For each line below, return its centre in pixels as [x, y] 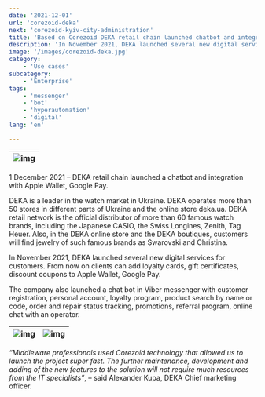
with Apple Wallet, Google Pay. [59, 185]
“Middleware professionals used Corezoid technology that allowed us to [126, 352]
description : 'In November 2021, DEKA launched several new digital [123, 45]
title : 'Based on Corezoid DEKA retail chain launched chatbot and [122, 37]
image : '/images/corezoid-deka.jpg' [69, 52]
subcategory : [30, 74]
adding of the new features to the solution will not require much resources [129, 369]
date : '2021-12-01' [41, 15]
